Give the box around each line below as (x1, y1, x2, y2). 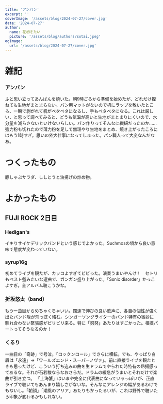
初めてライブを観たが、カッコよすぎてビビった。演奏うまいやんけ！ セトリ (5, 270, 158, 276)
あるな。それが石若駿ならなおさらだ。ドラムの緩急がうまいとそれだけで (9, 369, 154, 375)
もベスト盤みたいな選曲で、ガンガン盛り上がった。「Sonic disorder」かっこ (5, 276, 155, 282)
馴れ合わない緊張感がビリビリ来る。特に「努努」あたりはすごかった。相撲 (5, 320, 154, 325)
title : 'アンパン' (5, 7, 40, 12)
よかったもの (5, 193, 57, 204)
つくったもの (5, 157, 57, 168)
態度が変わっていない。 (13, 246, 61, 252)
